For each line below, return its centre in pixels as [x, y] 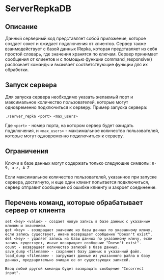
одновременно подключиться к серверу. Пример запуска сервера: [76, 107]
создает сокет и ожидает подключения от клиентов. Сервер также [76, 44]
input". [13, 273]
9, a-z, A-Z [17, 168]
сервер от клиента [35, 211]
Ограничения [27, 151]
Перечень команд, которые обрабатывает [74, 203]
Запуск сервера [31, 85]
